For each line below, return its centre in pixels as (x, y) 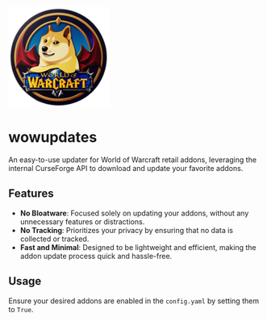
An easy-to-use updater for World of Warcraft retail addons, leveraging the (132, 160)
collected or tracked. (54, 239)
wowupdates (53, 138)
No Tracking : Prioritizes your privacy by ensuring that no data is (127, 230)
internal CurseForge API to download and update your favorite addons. (126, 168)
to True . (21, 309)
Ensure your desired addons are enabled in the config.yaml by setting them (134, 301)
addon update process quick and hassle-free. (96, 256)
